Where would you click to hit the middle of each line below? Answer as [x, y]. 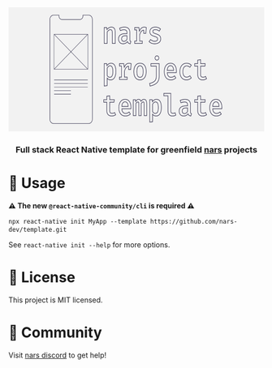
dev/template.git [38, 229]
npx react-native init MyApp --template [78, 221]
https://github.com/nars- [194, 221]
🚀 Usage [37, 184]
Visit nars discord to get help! [58, 355]
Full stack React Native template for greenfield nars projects [136, 149]
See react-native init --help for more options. [89, 244]
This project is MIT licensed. [56, 300]
